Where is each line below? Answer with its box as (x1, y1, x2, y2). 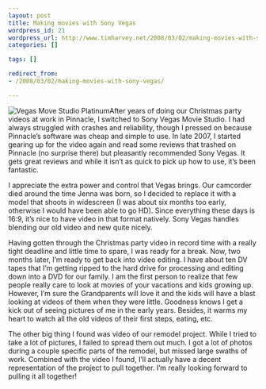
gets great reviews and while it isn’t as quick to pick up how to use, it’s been (8, 156, 256, 166)
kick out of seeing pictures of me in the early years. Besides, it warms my (8, 305, 248, 314)
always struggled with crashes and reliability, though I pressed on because (8, 122, 252, 132)
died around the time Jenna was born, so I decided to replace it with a (8, 188, 237, 198)
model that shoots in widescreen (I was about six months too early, (8, 197, 227, 206)
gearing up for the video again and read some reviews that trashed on (8, 140, 237, 149)
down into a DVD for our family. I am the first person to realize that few (8, 272, 238, 281)
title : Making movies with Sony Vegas (8, 19, 136, 27)
